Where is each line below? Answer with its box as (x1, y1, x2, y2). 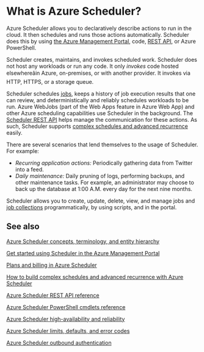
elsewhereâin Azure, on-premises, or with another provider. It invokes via (6, 69, 191, 77)
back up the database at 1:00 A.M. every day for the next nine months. (15, 185, 192, 192)
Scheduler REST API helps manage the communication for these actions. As (6, 116, 197, 123)
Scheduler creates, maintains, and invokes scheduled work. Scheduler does (6, 56, 197, 63)
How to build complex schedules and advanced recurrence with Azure (6, 273, 184, 280)
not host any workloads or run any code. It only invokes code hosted (6, 62, 179, 70)
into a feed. (15, 165, 44, 173)
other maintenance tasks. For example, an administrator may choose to (15, 179, 194, 186)
